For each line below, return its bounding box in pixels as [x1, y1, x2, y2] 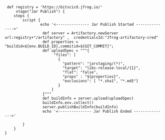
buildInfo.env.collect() [42, 100, 94, 105]
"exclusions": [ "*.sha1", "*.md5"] [62, 78, 139, 83]
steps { [13, 13, 29, 18]
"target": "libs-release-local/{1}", [62, 66, 141, 70]
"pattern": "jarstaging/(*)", [62, 61, 125, 66]
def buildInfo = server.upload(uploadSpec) [42, 96, 134, 101]
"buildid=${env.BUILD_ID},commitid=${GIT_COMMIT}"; [4, 44, 114, 49]
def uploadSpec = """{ [42, 48, 90, 53]
